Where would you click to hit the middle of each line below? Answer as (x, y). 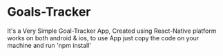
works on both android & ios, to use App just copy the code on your (103, 38)
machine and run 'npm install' (49, 45)
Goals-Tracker (49, 12)
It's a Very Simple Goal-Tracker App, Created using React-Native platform (112, 31)
